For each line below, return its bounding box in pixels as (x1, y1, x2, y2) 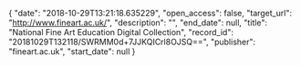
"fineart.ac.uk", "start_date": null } (8, 46, 136, 57)
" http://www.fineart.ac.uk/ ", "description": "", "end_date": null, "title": (8, 17, 268, 28)
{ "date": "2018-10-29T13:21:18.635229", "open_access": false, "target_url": (8, 8, 293, 18)
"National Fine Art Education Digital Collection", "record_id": (8, 27, 234, 37)
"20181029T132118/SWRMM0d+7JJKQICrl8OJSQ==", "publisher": (8, 36, 256, 47)
